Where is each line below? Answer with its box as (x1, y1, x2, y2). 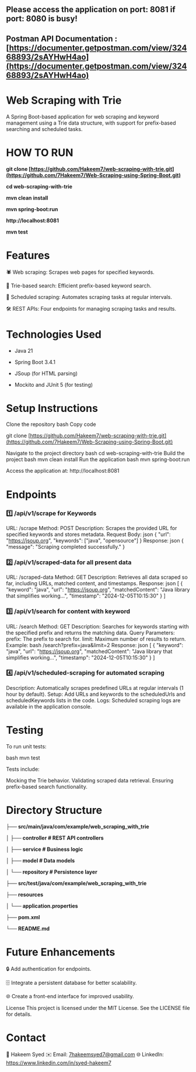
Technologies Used (6, 328, 102, 341)
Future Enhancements (6, 945, 116, 958)
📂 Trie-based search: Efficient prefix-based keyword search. (6, 282, 152, 289)
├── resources (6, 891, 44, 898)
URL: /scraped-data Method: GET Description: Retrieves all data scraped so (6, 573, 188, 581)
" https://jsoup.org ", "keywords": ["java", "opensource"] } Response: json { (6, 537, 184, 544)
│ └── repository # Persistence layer (6, 868, 97, 875)
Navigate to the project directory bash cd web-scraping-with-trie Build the (6, 450, 185, 457)
